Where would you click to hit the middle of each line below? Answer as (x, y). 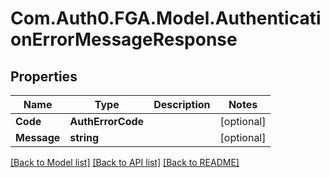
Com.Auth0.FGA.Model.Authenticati (166, 18)
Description (182, 104)
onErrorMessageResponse (124, 39)
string (84, 137)
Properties (44, 76)
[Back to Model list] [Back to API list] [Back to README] (125, 162)
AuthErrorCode (107, 121)
